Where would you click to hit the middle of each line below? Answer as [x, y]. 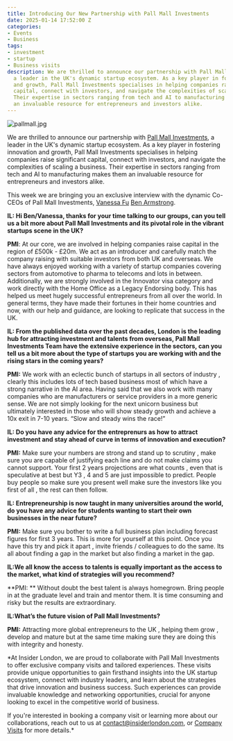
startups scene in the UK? [45, 231]
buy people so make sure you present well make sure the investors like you [114, 482]
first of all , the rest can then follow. [58, 490]
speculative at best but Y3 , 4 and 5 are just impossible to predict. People [112, 475]
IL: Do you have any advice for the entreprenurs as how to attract [103, 432]
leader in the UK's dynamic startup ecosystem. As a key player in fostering [114, 144]
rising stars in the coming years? [55, 360]
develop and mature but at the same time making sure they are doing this [112, 637]
